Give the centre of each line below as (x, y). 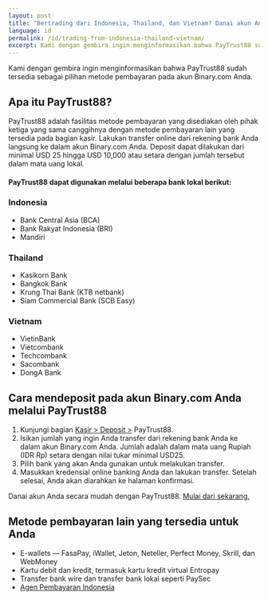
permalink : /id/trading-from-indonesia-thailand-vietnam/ (106, 38)
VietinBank (37, 339)
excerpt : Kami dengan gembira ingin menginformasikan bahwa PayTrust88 (130, 46)
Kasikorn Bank (43, 275)
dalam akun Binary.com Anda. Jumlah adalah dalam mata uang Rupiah (135, 447)
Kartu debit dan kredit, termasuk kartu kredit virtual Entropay (120, 570)
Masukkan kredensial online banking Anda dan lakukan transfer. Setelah (138, 472)
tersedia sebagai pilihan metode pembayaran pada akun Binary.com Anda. (130, 77)
